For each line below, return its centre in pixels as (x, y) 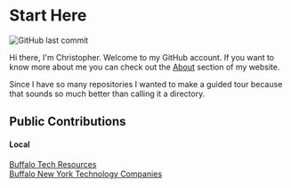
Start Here (48, 16)
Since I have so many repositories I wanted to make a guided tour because (146, 84)
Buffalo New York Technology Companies (86, 174)
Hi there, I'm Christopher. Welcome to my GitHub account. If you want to (142, 57)
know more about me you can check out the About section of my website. (145, 67)
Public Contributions (68, 122)
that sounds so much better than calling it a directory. (107, 94)
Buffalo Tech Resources (53, 164)
